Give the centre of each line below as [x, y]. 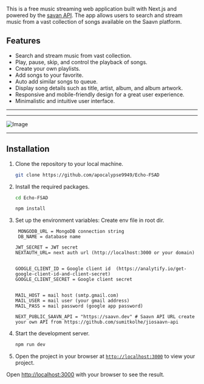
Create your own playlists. [48, 68]
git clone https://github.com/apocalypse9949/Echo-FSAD [87, 175]
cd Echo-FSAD [32, 197]
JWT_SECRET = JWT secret [46, 247]
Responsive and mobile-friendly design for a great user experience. [100, 94]
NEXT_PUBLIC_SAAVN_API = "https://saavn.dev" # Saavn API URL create [105, 317]
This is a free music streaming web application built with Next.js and [92, 9]
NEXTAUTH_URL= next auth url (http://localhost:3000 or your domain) [105, 253]
